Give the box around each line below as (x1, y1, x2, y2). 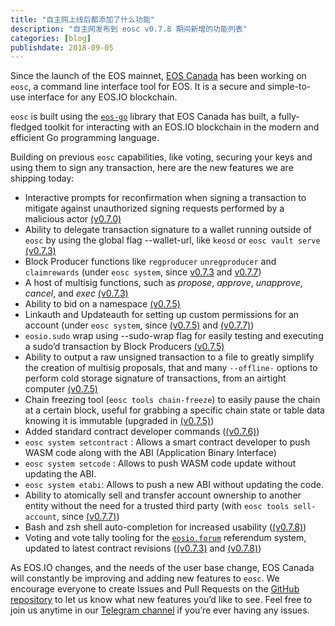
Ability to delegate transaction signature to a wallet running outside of (24, 224, 312, 236)
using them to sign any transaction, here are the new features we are (10, 162, 294, 174)
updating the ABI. (24, 468, 97, 480)
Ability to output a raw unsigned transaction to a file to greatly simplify (24, 351, 315, 363)
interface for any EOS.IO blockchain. (27, 91, 178, 103)
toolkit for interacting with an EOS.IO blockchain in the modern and (44, 121, 320, 133)
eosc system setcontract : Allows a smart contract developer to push (24, 436, 311, 448)
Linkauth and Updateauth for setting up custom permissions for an (24, 309, 300, 321)
